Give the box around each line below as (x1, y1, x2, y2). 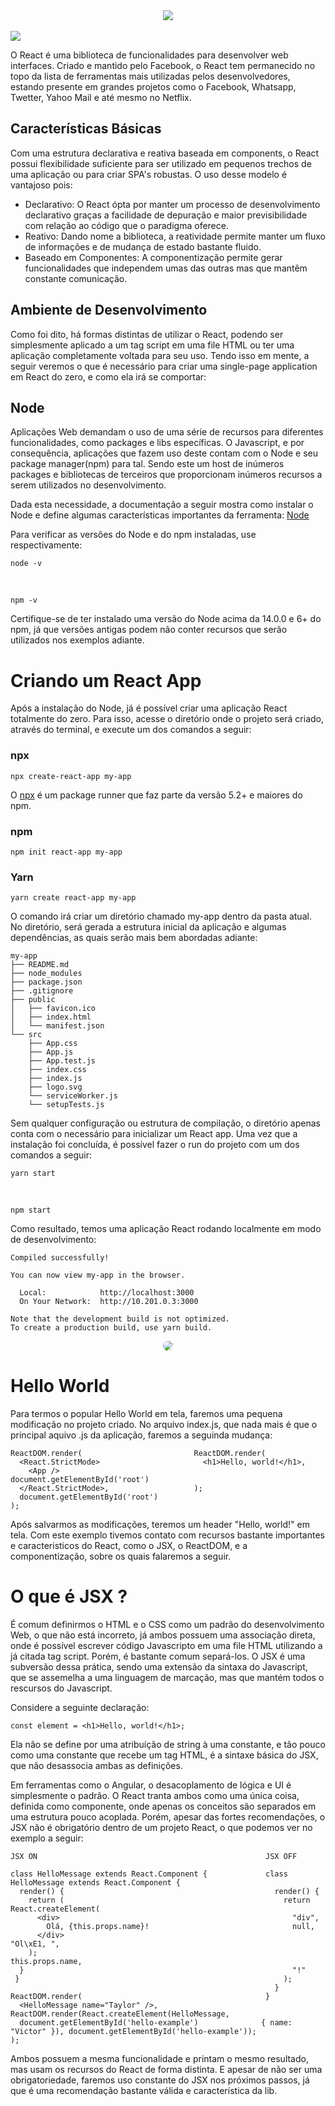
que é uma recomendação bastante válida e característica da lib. (10, 2085, 278, 2097)
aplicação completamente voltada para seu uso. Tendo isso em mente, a (10, 349, 310, 361)
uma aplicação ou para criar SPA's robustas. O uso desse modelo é (10, 168, 288, 180)
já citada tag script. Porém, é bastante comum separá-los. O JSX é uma (10, 1650, 306, 1663)
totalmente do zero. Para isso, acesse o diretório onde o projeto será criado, (10, 713, 325, 725)
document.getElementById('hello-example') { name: (19, 2018, 293, 2028)
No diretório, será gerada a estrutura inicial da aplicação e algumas (10, 921, 287, 933)
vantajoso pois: (10, 179, 73, 191)
